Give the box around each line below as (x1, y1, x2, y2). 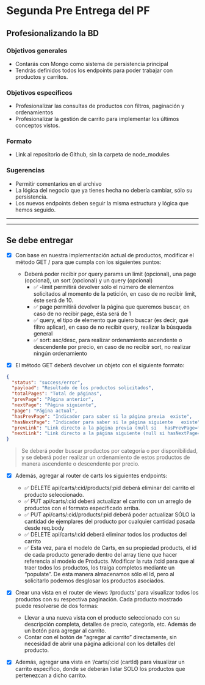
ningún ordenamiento (33, 350, 87, 357)
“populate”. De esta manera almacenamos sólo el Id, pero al (24, 571, 174, 578)
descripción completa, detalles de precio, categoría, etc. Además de (24, 621, 196, 628)
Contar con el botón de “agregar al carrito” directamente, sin (24, 634, 177, 641)
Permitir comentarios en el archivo (15, 180, 102, 187)
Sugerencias (6, 166, 45, 175)
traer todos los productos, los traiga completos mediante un (24, 564, 175, 571)
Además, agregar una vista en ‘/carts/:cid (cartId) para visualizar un (15, 658, 185, 666)
